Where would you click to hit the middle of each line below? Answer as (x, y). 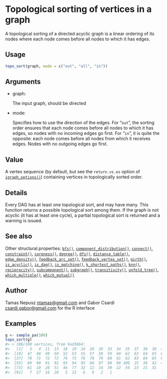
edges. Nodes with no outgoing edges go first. (60, 144)
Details (16, 192)
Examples (21, 324)
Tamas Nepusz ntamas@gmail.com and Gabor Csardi (60, 303)
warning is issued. (24, 221)
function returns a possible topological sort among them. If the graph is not (82, 210)
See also (19, 236)
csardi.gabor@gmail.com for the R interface (50, 308)
